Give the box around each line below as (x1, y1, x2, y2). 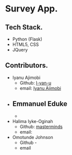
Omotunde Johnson (12, 134, 53, 140)
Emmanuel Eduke (12, 99, 68, 108)
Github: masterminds (19, 123, 63, 129)
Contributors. (5, 61, 48, 70)
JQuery (12, 47, 28, 52)
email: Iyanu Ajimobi (19, 85, 61, 91)
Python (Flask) (12, 36, 43, 42)
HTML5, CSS (12, 41, 39, 47)
